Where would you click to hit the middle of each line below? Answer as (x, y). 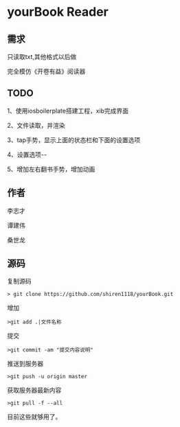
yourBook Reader (58, 12)
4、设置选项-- (27, 154)
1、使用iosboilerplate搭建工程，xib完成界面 (68, 111)
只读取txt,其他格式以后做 (42, 57)
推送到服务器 (25, 364)
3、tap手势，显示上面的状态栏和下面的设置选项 (74, 140)
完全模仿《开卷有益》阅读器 (46, 71)
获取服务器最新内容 (34, 390)
